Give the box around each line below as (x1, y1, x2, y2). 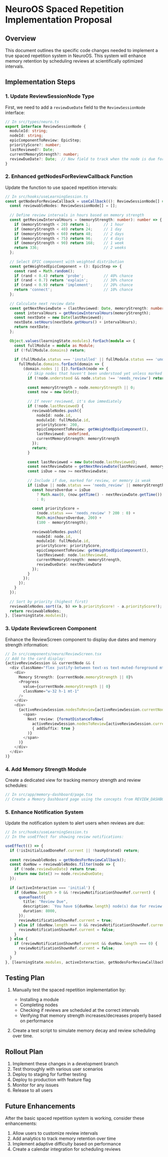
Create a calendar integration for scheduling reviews (12, 1146, 121, 1152)
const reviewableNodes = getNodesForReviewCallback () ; (9, 857, 126, 862)
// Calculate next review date (9, 301, 75, 306)
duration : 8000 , (23, 909, 57, 914)
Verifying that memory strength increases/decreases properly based (19, 1013, 161, 1019)
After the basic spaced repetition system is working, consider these (5, 1115, 144, 1121)
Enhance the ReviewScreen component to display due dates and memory (5, 636, 156, 642)
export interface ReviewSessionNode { (5, 124, 86, 129)
